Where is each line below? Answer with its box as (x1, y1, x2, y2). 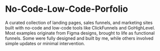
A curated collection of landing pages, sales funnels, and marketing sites (5, 20, 153, 25)
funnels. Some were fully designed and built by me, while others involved (5, 35, 154, 41)
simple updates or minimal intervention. (5, 40, 85, 46)
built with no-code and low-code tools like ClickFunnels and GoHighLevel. (5, 25, 155, 30)
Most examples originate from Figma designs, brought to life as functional (5, 30, 155, 36)
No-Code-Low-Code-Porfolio (5, 3, 128, 15)
